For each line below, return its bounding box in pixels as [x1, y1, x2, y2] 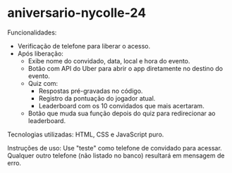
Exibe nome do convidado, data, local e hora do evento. [28, 56, 190, 65]
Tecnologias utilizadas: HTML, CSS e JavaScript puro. [7, 130, 164, 139]
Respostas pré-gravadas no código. [38, 86, 143, 95]
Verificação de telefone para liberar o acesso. [17, 41, 151, 50]
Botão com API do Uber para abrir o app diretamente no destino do [28, 64, 224, 72]
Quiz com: [28, 79, 59, 87]
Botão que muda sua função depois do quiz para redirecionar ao [28, 109, 216, 117]
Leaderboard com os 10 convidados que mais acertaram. [38, 101, 204, 110]
